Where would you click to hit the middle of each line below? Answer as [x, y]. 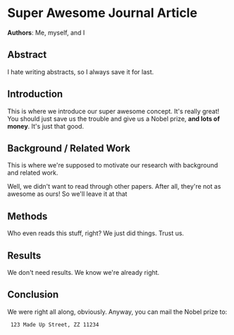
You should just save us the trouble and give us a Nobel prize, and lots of [113, 119]
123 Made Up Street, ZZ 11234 [55, 324]
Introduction [35, 94]
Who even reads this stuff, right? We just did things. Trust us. [96, 233]
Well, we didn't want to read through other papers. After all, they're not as [114, 187]
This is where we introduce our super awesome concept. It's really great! [113, 111]
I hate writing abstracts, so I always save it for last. [80, 71]
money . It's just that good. [46, 126]
